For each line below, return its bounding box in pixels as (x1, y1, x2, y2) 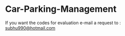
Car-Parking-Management (5, 3, 117, 15)
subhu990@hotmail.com (5, 25, 56, 31)
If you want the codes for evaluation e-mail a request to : (5, 20, 121, 26)
